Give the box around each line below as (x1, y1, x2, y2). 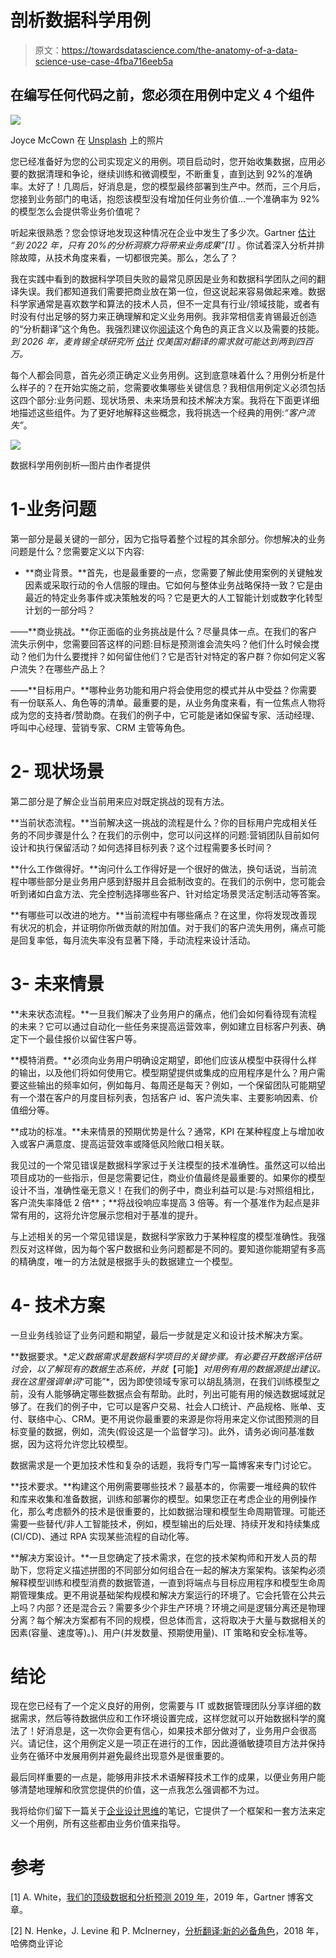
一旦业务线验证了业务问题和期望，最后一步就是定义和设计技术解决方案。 (10, 1329, 308, 1341)
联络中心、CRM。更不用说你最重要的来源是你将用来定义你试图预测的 (27, 1412, 311, 1425)
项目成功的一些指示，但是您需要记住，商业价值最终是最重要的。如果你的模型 (10, 1171, 326, 1183)
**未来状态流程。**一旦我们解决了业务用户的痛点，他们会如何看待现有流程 (10, 1007, 318, 1020)
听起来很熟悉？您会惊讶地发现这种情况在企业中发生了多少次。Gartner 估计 (10, 226, 317, 238)
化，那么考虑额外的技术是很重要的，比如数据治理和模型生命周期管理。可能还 (10, 1505, 326, 1517)
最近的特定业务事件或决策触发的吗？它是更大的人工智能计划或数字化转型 (24, 591, 323, 603)
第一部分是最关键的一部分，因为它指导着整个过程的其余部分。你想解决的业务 (10, 532, 326, 545)
